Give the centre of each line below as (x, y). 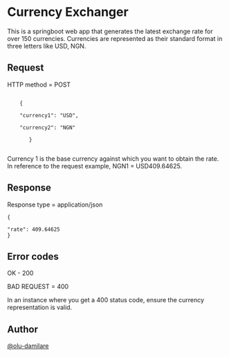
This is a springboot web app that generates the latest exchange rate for (110, 31)
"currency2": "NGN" (48, 128)
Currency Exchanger (68, 12)
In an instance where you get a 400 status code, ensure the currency (106, 300)
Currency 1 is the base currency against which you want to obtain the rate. (113, 158)
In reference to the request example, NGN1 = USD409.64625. (94, 166)
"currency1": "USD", (49, 115)
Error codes (33, 256)
